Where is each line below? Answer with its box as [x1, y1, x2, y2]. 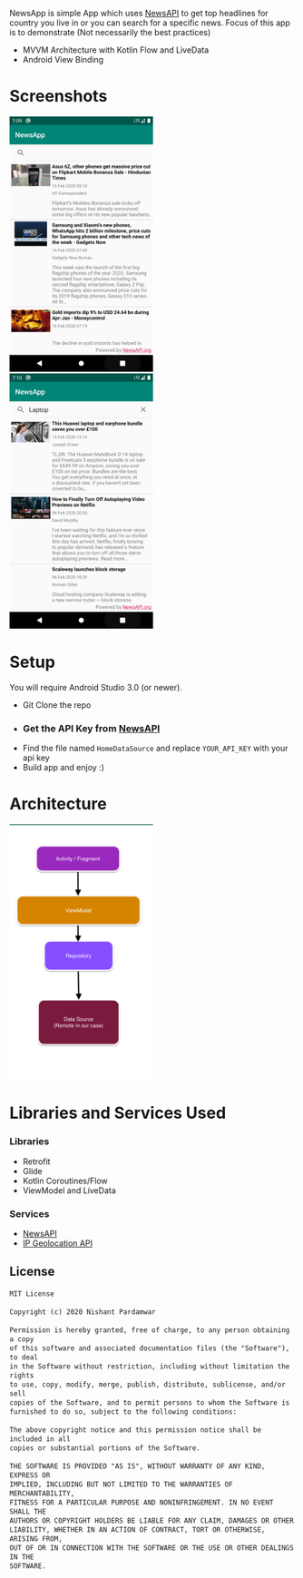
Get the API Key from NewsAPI [22, 721, 161, 734]
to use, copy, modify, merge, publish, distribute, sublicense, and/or [9, 1379, 286, 1389]
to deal [9, 1352, 39, 1362]
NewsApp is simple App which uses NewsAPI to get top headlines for [9, 8, 269, 18]
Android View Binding [22, 54, 104, 64]
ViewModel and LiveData [22, 1184, 116, 1196]
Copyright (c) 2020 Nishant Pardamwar [9, 1307, 156, 1317]
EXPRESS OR [9, 1470, 51, 1480]
